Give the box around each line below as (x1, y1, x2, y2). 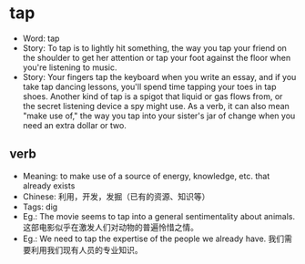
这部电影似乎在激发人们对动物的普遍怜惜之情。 (22, 221, 198, 232)
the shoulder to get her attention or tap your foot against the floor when (22, 52, 291, 63)
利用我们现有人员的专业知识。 (30, 244, 143, 255)
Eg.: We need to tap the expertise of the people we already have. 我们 (22, 233, 285, 244)
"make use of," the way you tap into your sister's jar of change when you (22, 110, 296, 121)
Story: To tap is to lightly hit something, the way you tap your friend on (22, 42, 287, 53)
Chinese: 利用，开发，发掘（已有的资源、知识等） (22, 190, 210, 202)
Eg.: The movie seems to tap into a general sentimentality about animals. (22, 210, 296, 221)
